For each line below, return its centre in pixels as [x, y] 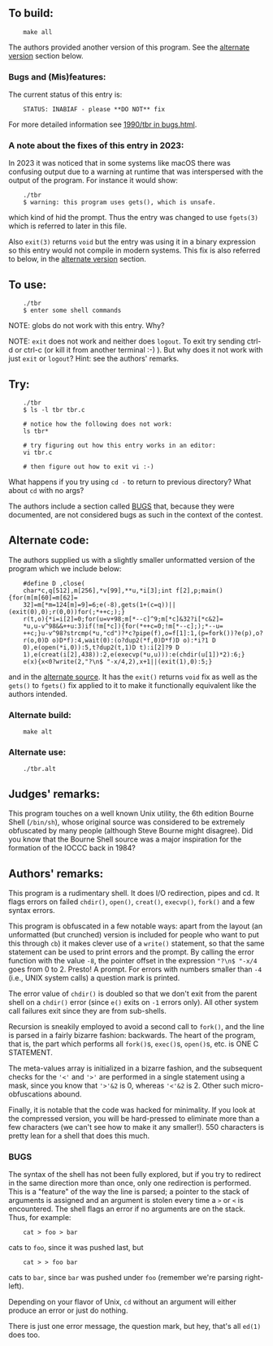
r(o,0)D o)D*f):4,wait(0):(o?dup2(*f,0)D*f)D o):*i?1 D [120, 640]
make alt [38, 732]
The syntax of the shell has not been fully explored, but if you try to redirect [135, 1175]
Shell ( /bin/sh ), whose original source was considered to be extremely [127, 822]
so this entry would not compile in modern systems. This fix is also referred [134, 250]
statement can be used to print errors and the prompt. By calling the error [131, 952]
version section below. [46, 55]
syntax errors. [32, 911]
